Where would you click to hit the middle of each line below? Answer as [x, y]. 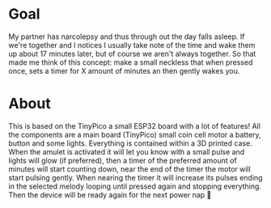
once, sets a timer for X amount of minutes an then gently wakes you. [124, 70]
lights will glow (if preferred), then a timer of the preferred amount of [123, 160]
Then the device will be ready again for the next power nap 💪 [110, 194]
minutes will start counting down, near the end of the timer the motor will [129, 169]
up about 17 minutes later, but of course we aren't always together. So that [132, 53]
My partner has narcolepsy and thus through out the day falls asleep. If [127, 36]
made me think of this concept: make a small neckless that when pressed [131, 62]
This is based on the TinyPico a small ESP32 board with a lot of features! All [135, 125]
